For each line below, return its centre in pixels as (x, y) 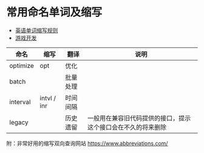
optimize (22, 65)
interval (20, 102)
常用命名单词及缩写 (54, 12)
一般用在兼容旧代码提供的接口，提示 (139, 118)
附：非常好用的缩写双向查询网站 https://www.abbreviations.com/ (87, 143)
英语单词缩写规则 (36, 30)
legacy (19, 122)
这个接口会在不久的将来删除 (127, 127)
